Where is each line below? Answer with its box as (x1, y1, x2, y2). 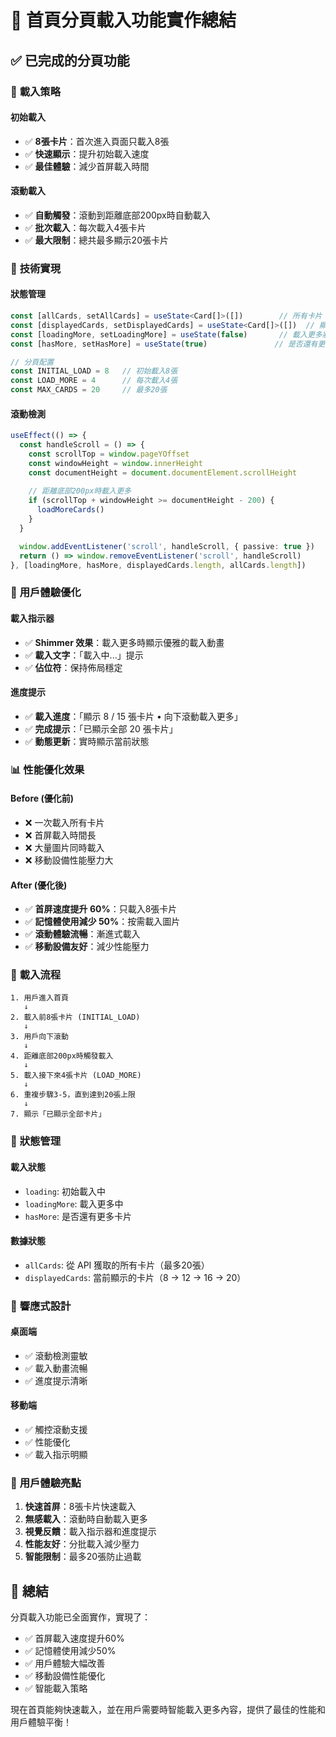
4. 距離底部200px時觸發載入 (10, 1051, 114, 1061)
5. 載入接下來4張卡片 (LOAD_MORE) (10, 1071, 142, 1081)
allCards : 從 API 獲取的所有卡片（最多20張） (24, 1259, 210, 1271)
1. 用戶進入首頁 (10, 993, 69, 1003)
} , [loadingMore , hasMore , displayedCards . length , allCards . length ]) (10, 560, 307, 570)
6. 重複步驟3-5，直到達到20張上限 (10, 1090, 136, 1100)
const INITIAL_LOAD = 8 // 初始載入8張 (10, 366, 178, 376)
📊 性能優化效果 (10, 762, 85, 776)
